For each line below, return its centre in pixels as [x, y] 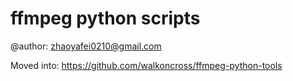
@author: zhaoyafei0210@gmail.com [86, 46]
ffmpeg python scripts [105, 18]
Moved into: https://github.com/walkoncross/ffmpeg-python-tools [146, 65]
